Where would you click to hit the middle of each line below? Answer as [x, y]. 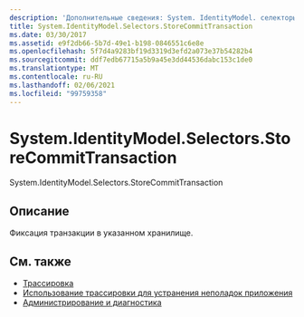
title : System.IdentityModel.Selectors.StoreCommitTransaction [131, 26]
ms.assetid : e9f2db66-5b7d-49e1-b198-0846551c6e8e [107, 43]
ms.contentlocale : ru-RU [56, 77]
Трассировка [48, 283]
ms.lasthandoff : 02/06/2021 [62, 85]
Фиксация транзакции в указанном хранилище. [101, 233]
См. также [41, 261]
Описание [39, 211]
